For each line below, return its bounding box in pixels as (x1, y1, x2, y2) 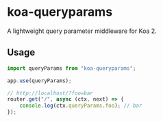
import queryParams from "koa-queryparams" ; (7, 64, 136, 72)
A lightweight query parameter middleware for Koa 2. (7, 27, 158, 35)
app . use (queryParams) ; (7, 77, 72, 84)
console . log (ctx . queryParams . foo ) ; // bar (19, 102, 142, 110)
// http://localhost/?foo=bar (7, 90, 94, 97)
